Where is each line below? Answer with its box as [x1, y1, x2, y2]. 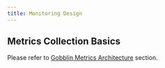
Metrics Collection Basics [7, 36, 120, 47]
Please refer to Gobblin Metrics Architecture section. [7, 54, 158, 62]
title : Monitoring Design [7, 10, 82, 17]
